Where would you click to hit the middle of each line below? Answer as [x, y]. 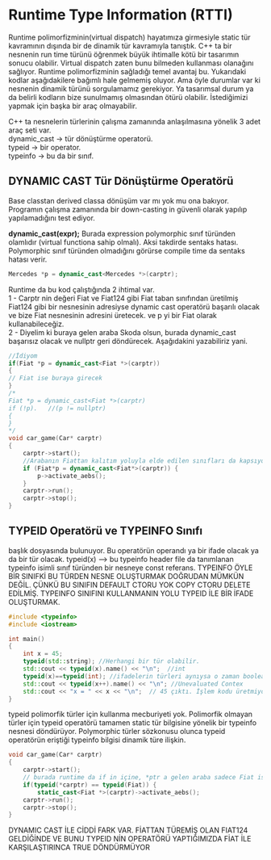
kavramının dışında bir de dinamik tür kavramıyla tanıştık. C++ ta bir [120, 45]
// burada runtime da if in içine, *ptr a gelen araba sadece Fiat [138, 778]
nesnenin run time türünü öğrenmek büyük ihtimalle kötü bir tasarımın [124, 54]
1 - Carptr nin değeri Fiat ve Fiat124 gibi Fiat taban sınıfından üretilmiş [123, 298]
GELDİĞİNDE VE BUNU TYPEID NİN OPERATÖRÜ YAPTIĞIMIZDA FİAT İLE [130, 839]
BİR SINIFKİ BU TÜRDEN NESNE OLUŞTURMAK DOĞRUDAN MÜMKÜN [126, 576]
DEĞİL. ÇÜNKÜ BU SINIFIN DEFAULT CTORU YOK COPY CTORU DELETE [130, 585]
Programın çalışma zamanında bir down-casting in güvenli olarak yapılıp [128, 209]
